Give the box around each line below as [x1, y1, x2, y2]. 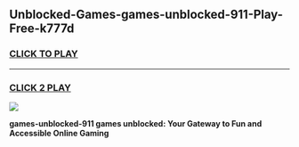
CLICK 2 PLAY [9, 81, 71, 94]
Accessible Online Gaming [9, 127, 109, 138]
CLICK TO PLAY [9, 48, 78, 61]
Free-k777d [9, 21, 75, 37]
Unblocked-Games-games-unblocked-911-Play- [9, 7, 283, 22]
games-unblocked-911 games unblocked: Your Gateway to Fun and [9, 118, 263, 128]
